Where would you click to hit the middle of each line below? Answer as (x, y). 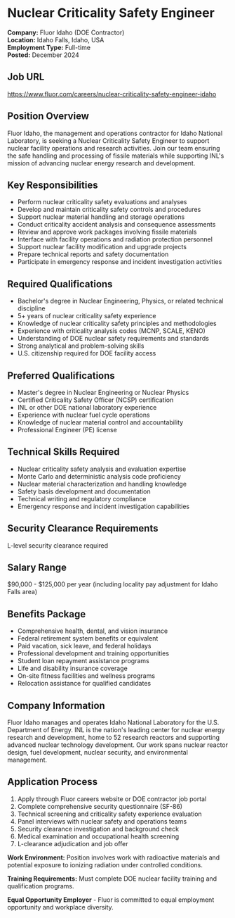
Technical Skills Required (64, 452)
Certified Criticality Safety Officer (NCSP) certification (95, 400)
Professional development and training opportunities (93, 653)
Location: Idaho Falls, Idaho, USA (56, 39)
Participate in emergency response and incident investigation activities (120, 262)
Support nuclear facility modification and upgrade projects (102, 247)
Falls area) (22, 592)
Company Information (56, 705)
